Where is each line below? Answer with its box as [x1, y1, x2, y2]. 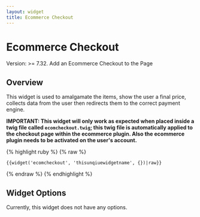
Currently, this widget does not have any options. [6, 204, 128, 211]
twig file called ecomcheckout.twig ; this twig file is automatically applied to [6, 124, 193, 131]
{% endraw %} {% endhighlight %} [6, 170, 93, 177]
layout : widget [6, 8, 44, 15]
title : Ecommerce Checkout [6, 14, 74, 20]
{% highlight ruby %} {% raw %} [6, 148, 87, 156]
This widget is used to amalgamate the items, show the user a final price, [6, 94, 187, 101]
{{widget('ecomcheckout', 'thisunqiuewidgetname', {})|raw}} [6, 160, 162, 166]
